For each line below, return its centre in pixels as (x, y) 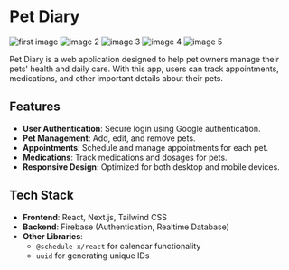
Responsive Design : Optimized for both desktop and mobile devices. (151, 167)
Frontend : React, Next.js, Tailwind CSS (94, 217)
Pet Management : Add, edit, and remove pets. (109, 138)
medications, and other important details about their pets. (117, 78)
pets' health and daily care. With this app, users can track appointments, (144, 69)
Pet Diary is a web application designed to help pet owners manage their (144, 59)
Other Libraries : (52, 236)
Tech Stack (42, 196)
